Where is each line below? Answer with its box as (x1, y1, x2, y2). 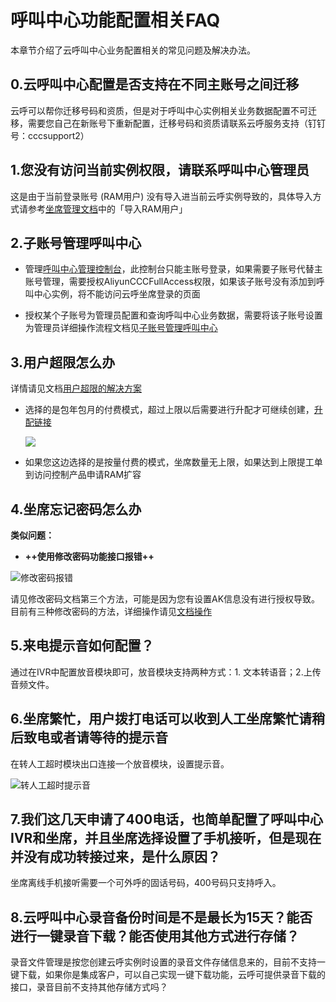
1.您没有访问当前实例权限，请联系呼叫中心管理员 (10, 162, 310, 179)
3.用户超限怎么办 (10, 354, 116, 371)
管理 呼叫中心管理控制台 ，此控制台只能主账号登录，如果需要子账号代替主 (24, 263, 323, 275)
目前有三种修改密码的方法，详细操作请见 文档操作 (10, 606, 212, 617)
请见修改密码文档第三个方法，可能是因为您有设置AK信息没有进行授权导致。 (10, 593, 321, 605)
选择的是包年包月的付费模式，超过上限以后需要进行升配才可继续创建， (24, 404, 315, 416)
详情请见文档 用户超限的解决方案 (10, 382, 142, 395)
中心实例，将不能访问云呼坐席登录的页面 (33, 288, 201, 300)
